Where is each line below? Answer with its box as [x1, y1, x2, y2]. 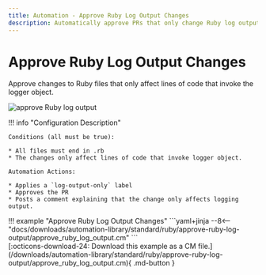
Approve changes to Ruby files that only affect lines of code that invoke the [8, 79, 254, 89]
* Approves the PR [8, 189, 69, 197]
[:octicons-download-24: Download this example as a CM [8, 242, 196, 251]
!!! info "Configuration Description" [8, 118, 121, 127]
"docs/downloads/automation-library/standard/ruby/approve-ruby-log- [8, 224, 240, 234]
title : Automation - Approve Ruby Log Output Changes [8, 11, 190, 20]
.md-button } [133, 258, 176, 268]
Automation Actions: [8, 168, 77, 176]
